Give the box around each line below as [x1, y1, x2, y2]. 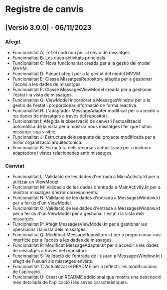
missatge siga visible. [12, 128, 57, 135]
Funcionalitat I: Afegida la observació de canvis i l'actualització [12, 118, 142, 124]
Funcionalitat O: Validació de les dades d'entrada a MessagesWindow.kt [12, 205, 161, 211]
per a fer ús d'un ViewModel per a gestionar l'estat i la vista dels [12, 210, 145, 217]
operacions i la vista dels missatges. [12, 226, 87, 232]
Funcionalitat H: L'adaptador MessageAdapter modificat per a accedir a [12, 107, 160, 113]
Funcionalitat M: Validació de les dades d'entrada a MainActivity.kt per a [12, 184, 161, 190]
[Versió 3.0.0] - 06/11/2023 [5, 23, 92, 32]
